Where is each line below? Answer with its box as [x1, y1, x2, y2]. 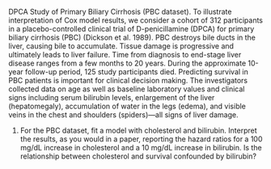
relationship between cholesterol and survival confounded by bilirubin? [19, 151, 257, 161]
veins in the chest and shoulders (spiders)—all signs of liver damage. [8, 110, 239, 120]
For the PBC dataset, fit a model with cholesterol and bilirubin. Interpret [19, 125, 257, 135]
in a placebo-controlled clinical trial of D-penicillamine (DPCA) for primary [8, 24, 255, 33]
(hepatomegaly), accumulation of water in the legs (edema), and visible [8, 101, 247, 111]
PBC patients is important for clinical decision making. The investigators [8, 76, 248, 85]
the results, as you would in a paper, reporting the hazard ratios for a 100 [19, 134, 263, 144]
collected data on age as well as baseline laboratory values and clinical [8, 84, 245, 94]
